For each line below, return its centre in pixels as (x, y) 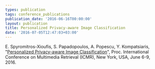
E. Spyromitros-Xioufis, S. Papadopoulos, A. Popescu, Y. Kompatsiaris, (77, 47)
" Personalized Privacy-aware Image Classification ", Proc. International (77, 52)
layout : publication (27, 23)
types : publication (25, 10)
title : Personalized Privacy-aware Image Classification (65, 28)
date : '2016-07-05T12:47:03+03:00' (42, 33)
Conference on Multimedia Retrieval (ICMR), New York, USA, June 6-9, (78, 57)
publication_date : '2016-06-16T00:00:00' (49, 19)
